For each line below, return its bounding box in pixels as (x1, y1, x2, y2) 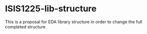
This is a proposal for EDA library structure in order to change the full (5, 19, 143, 25)
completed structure (5, 24, 46, 29)
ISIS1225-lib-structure (5, 3, 97, 14)
